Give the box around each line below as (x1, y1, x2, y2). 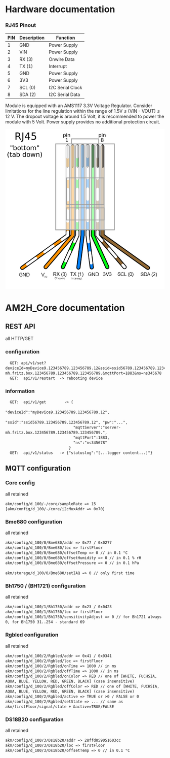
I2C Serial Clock (49, 84, 82, 90)
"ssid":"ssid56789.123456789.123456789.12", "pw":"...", (5, 420, 128, 425)
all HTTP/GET (5, 336, 34, 342)
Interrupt (49, 63, 67, 69)
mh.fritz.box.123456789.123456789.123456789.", (5, 430, 108, 435)
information (5, 387, 35, 394)
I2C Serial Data (49, 91, 80, 97)
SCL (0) (19, 84, 36, 90)
